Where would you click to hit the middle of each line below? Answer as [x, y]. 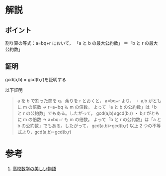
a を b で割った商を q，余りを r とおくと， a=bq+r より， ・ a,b [82, 101]
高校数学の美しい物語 [34, 169]
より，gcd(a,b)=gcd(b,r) [46, 132]
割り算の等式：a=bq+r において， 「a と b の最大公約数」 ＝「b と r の [77, 43]
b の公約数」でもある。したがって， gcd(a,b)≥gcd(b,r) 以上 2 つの [85, 126]
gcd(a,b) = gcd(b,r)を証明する [36, 79]
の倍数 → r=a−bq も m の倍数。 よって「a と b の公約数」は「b [92, 107]
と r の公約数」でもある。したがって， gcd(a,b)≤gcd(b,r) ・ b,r [81, 113]
